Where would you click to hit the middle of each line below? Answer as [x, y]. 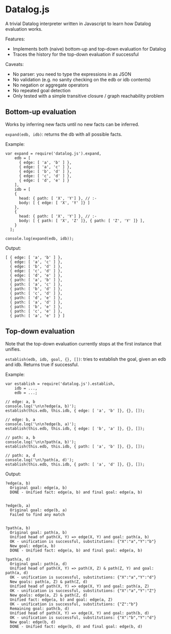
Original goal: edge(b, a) [39, 510]
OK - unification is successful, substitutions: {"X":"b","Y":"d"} [83, 618]
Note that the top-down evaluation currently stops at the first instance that [83, 343]
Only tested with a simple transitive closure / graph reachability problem [88, 96]
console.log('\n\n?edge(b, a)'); [41, 424]
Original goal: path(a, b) [39, 532]
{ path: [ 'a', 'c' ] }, [36, 284]
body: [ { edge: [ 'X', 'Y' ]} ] [54, 203]
